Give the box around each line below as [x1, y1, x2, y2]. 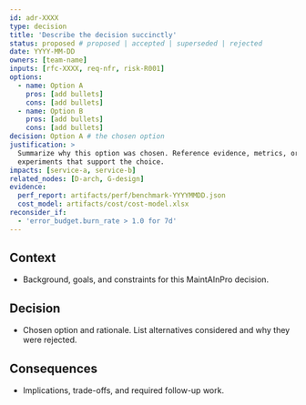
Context [9, 250, 56, 266]
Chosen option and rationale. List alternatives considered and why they [22, 325, 291, 336]
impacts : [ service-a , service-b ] [9, 166, 137, 175]
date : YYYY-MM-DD [9, 47, 76, 56]
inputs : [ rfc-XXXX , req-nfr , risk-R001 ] [9, 65, 166, 74]
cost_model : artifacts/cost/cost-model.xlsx [17, 199, 189, 209]
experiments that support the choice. [17, 157, 166, 167]
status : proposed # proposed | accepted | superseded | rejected [9, 38, 262, 48]
